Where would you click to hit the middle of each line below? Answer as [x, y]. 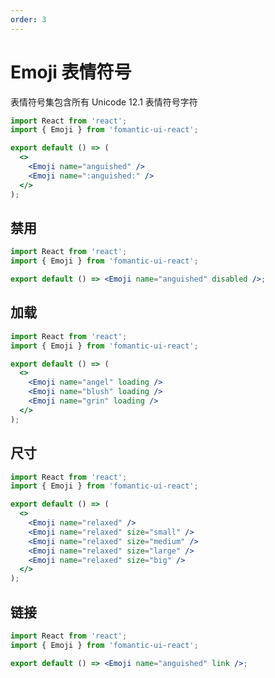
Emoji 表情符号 [71, 72]
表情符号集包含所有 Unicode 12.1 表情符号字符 [104, 102]
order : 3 [28, 19]
